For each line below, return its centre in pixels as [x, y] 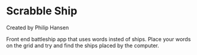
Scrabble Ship [42, 11]
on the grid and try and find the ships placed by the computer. [83, 45]
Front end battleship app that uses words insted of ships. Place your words [99, 39]
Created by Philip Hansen [37, 27]
